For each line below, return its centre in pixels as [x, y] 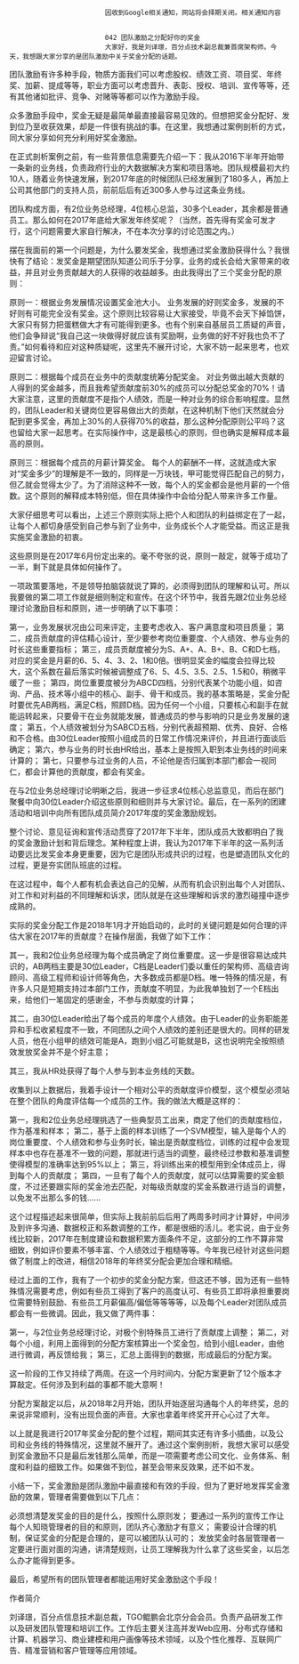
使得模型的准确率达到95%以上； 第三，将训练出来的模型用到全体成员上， [144, 1164]
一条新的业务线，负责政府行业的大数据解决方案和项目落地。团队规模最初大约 [149, 168]
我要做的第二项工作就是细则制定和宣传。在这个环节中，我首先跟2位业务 [140, 597]
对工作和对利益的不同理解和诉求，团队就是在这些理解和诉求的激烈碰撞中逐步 [149, 895]
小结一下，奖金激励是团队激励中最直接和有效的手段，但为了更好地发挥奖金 [145, 1486]
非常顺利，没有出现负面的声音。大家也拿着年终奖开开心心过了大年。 [149, 1414]
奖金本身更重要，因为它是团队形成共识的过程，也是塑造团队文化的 [169, 854]
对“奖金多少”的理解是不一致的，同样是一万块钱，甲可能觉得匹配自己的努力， [149, 473]
